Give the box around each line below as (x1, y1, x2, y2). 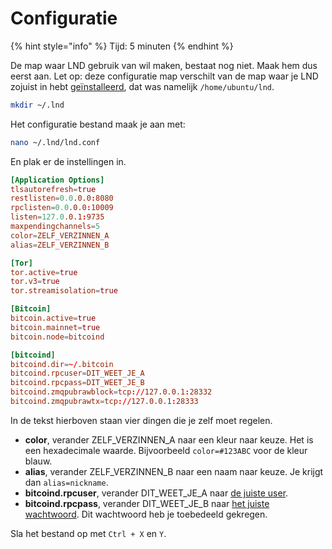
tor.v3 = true (10, 277, 60, 287)
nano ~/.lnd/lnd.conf (10, 137, 101, 147)
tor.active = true (10, 267, 78, 277)
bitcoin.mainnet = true (10, 322, 101, 332)
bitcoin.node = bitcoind (10, 332, 105, 342)
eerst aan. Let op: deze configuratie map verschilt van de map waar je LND (10, 70, 319, 82)
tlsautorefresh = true (10, 184, 97, 194)
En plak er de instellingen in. (10, 155, 127, 167)
